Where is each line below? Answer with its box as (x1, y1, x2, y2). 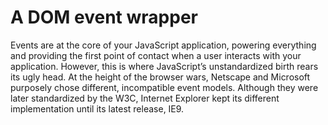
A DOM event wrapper (10, 6, 198, 29)
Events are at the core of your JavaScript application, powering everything (10, 39, 317, 51)
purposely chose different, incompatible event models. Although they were (10, 81, 319, 93)
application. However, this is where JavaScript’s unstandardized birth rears (10, 60, 319, 72)
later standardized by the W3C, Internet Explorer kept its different (10, 92, 280, 104)
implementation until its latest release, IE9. (10, 102, 185, 115)
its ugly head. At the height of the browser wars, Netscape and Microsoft (10, 71, 311, 83)
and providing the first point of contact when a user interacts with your (10, 49, 302, 61)
